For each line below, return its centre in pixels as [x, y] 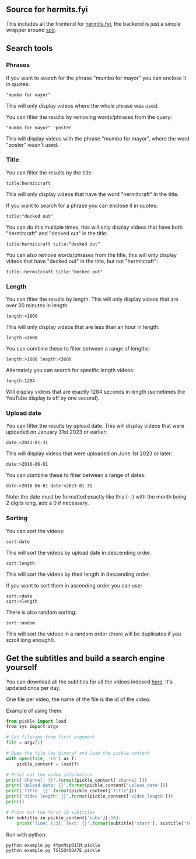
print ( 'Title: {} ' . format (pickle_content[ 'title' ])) [71, 791]
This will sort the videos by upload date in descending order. [79, 552]
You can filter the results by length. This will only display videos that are [92, 299]
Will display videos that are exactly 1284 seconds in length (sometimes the [96, 392]
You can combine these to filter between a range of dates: [76, 475]
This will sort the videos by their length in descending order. [78, 574]
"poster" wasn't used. [32, 145]
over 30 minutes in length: [37, 305]
